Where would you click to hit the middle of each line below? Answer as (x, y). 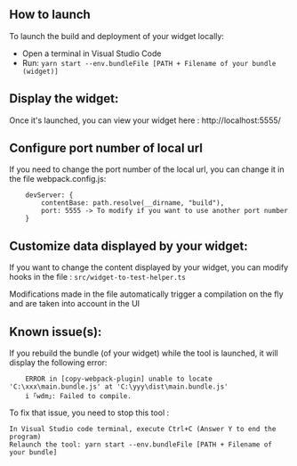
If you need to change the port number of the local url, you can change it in (147, 169)
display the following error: (58, 363)
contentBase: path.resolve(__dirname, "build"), (133, 203)
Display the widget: (64, 98)
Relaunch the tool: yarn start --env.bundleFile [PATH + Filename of (141, 445)
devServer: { (49, 195)
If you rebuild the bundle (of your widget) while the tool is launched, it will (144, 353)
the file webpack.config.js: (58, 179)
